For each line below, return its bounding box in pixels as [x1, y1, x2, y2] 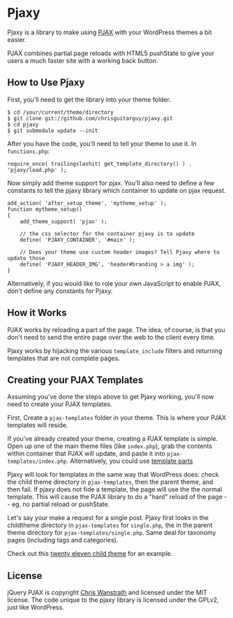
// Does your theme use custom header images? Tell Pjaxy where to [20, 248, 220, 256]
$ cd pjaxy [7, 121, 39, 128]
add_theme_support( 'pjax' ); [20, 218, 108, 225]
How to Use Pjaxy [7, 77, 85, 89]
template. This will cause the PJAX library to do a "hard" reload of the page [7, 493, 223, 501]
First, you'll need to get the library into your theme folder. [7, 95, 171, 103]
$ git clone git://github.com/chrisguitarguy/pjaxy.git [7, 115, 173, 122]
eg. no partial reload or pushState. [11, 500, 110, 508]
